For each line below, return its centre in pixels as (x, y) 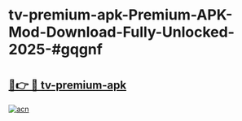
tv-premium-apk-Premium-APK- (121, 15)
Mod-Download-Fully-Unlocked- (121, 32)
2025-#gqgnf (56, 50)
